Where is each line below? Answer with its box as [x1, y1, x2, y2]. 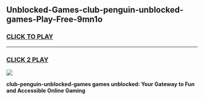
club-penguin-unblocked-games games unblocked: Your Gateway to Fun [6, 80, 195, 87]
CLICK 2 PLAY [6, 55, 49, 64]
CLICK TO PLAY [6, 33, 53, 41]
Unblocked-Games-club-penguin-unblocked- [6, 5, 184, 15]
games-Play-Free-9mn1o [6, 15, 103, 25]
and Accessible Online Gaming [6, 87, 86, 94]
